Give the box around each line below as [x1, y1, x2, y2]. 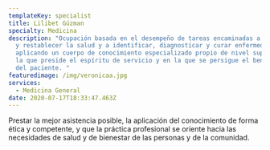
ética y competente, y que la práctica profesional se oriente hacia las [8, 124, 237, 134]
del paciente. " [15, 64, 70, 72]
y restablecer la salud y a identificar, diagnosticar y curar [15, 42, 231, 50]
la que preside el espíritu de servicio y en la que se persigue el [15, 57, 250, 65]
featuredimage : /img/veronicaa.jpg [8, 71, 128, 79]
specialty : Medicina [8, 26, 78, 34]
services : [8, 79, 42, 87]
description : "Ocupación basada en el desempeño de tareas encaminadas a [8, 34, 261, 43]
